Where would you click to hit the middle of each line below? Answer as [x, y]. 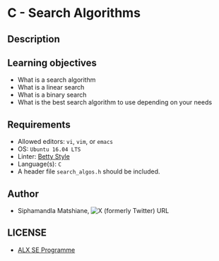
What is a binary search [52, 95]
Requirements [39, 125]
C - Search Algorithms [74, 13]
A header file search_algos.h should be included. [89, 171]
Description [34, 39]
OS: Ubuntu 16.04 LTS [49, 149]
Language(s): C [40, 164]
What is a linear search [51, 87]
